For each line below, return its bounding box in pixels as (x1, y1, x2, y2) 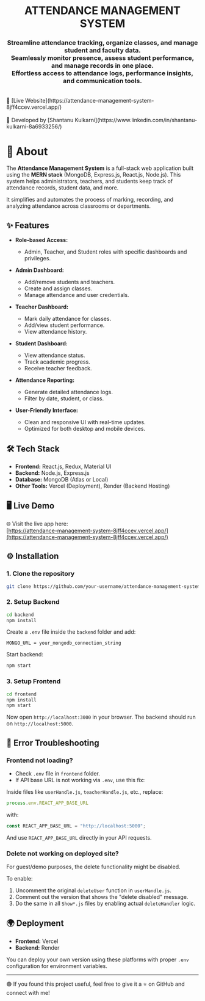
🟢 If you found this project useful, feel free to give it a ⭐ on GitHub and (6, 980, 185, 988)
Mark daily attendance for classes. (24, 315, 112, 323)
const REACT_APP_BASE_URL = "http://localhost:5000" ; (6, 823, 146, 829)
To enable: (6, 875, 33, 882)
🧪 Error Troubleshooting (6, 738, 99, 748)
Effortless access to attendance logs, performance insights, (12, 69, 193, 78)
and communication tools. (63, 77, 142, 86)
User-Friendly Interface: (15, 407, 78, 414)
